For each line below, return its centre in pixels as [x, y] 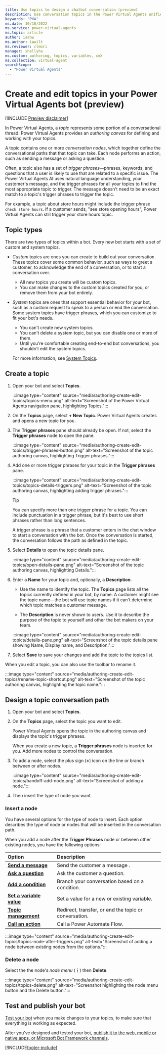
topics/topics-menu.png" [38, 400]
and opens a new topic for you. [44, 421]
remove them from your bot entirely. [56, 292]
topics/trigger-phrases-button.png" [48, 450]
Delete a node [22, 959]
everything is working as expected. [41, 1023]
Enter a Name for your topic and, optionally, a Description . [72, 579]
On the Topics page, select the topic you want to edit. [67, 721]
